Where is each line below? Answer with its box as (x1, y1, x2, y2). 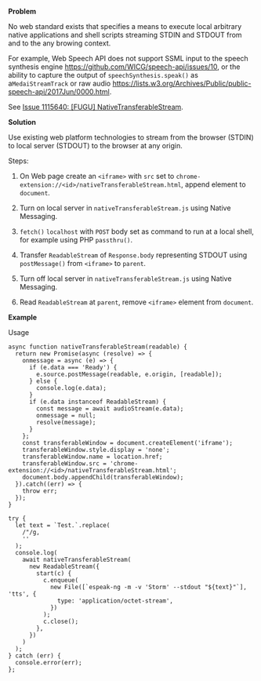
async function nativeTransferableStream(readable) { (8, 343, 188, 351)
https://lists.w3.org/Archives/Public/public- (112, 78, 252, 88)
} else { (28, 377, 58, 385)
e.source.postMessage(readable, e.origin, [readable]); (36, 370, 223, 378)
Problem (8, 7, 37, 16)
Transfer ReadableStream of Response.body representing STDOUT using (19, 250, 248, 260)
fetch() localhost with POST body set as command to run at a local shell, (19, 227, 255, 236)
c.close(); (42, 617, 79, 625)
